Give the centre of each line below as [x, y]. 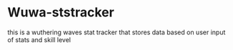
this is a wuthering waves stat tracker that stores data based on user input [116, 32]
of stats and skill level [39, 39]
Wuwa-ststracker [61, 12]
